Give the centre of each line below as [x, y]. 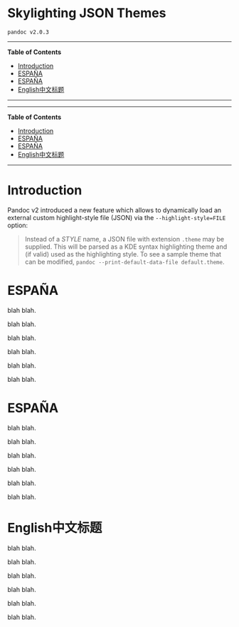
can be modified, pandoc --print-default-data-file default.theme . [124, 261]
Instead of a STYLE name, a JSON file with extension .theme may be [124, 239]
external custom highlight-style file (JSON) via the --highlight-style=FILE [117, 217]
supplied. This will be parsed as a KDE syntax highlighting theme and [126, 247]
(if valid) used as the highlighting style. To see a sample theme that [123, 254]
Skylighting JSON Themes [87, 13]
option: [18, 225]
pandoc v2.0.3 [28, 32]
